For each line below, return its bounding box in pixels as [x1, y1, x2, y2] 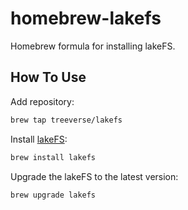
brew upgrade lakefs [10, 190, 97, 200]
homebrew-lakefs [10, 7, 162, 30]
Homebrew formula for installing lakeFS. [10, 40, 176, 52]
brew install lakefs [10, 152, 97, 162]
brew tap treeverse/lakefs [10, 115, 123, 125]
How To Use [10, 69, 87, 86]
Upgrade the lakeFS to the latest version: [10, 170, 179, 182]
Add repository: [10, 95, 75, 107]
